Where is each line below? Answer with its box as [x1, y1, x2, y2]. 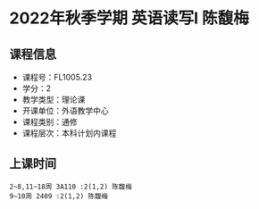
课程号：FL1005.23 [21, 72, 92, 82]
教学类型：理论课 [21, 95, 86, 104]
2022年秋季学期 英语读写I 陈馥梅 [9, 8, 249, 29]
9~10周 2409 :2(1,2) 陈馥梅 [9, 191, 109, 201]
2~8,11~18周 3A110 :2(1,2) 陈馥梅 [9, 182, 132, 191]
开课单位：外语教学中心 [21, 105, 109, 116]
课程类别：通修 [21, 117, 78, 127]
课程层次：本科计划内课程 [21, 128, 117, 138]
